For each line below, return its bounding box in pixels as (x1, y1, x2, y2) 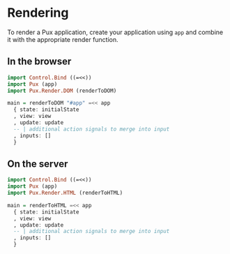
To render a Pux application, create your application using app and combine (7, 28, 224, 36)
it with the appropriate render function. (7, 35, 118, 43)
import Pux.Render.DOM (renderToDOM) (7, 87, 117, 94)
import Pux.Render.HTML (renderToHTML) (7, 190, 123, 197)
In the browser (7, 56, 72, 68)
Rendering (7, 5, 69, 21)
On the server (7, 158, 68, 170)
